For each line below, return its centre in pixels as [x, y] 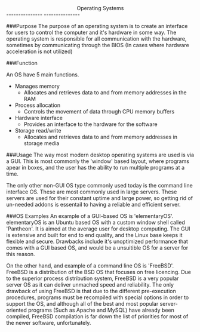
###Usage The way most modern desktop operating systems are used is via [100, 155]
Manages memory [37, 86]
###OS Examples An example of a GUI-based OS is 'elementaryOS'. [90, 216]
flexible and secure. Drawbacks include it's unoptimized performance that [97, 241]
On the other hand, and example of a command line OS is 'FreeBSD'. [90, 266]
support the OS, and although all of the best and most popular [82, 304]
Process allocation [38, 105]
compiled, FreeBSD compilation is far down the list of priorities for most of [97, 316]
